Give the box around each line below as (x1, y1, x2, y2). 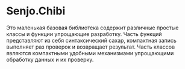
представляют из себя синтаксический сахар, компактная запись (6, 37, 177, 44)
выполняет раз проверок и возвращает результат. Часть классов (6, 43, 175, 50)
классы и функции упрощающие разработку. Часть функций (6, 30, 162, 37)
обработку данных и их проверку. (6, 56, 94, 63)
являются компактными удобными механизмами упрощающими (6, 49, 174, 56)
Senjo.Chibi (6, 4, 66, 18)
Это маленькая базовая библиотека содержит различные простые (6, 24, 179, 31)
